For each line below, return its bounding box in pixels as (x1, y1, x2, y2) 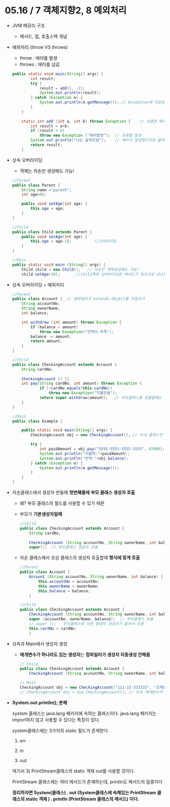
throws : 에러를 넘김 (19, 61, 60, 67)
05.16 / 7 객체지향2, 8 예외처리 (5, 5, 127, 16)
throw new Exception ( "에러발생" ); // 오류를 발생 (39, 133, 142, 138)
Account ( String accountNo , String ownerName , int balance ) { (29, 574, 163, 580)
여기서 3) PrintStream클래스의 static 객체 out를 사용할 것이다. (12, 768, 135, 774)
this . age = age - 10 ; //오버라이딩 (30, 239, 116, 244)
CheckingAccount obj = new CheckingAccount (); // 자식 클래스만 (30, 433, 163, 438)
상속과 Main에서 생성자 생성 (12, 641, 67, 647)
